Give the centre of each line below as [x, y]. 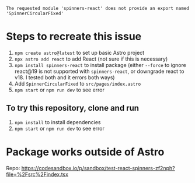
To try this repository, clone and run [72, 108]
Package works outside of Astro [85, 152]
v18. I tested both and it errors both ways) [65, 77]
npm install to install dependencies [58, 122]
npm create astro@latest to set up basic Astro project [79, 52]
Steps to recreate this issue [74, 36]
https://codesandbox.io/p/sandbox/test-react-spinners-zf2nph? [98, 168]
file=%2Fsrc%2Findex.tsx [37, 174]
